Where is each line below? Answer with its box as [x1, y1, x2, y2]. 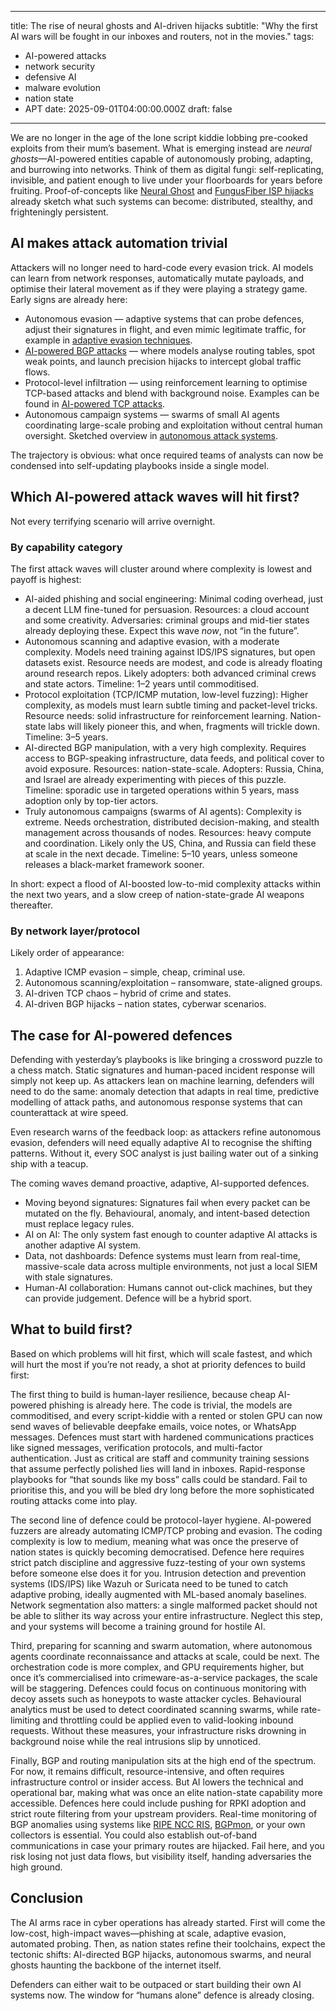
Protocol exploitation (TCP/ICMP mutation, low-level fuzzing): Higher [24, 688, 309, 700]
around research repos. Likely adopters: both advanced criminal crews [24, 667, 317, 679]
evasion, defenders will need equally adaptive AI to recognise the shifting [10, 1137, 312, 1149]
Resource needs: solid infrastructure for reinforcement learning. [24, 709, 288, 721]
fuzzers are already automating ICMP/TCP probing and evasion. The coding [10, 1524, 323, 1536]
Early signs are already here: [10, 293, 128, 305]
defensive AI [24, 71, 77, 83]
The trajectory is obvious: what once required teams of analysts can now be [10, 449, 324, 461]
